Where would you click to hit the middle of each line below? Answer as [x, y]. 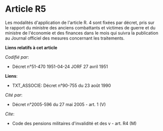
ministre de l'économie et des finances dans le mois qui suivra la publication [82, 33]
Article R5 [26, 9]
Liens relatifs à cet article [31, 47]
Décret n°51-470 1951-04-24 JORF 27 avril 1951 [60, 66]
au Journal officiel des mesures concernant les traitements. [65, 38]
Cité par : [14, 95]
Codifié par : [17, 57]
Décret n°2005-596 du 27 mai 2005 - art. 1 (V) [59, 104]
